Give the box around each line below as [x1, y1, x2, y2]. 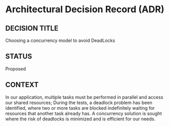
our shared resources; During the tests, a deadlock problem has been [5, 99, 153, 106]
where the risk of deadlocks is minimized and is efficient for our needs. [5, 116, 156, 122]
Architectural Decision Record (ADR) [5, 4, 164, 15]
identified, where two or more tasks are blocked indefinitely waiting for [5, 105, 155, 111]
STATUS [5, 52, 32, 61]
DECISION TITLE [5, 24, 59, 33]
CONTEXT [5, 81, 39, 89]
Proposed [5, 65, 26, 72]
